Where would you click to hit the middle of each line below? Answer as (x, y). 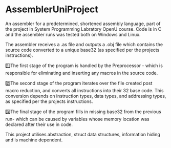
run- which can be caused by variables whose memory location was (77, 119)
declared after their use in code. (39, 124)
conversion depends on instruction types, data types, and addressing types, (86, 96)
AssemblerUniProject (52, 9)
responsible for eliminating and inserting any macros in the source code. (82, 73)
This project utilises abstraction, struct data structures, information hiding (83, 134)
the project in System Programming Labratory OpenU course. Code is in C (83, 29)
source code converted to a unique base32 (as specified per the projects (82, 50)
